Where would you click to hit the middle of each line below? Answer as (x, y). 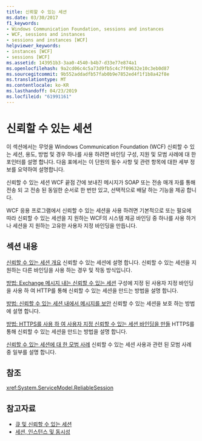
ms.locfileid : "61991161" (39, 97)
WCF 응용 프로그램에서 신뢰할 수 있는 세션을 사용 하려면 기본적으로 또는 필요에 (99, 210)
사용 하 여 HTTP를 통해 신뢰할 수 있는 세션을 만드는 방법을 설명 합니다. (96, 290)
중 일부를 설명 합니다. (31, 352)
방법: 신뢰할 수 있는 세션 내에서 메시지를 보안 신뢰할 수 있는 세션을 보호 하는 (95, 303)
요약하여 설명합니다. (41, 169)
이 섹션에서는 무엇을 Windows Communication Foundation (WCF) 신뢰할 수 (97, 146)
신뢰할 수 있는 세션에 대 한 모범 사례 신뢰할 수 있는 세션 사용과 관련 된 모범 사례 (99, 344)
